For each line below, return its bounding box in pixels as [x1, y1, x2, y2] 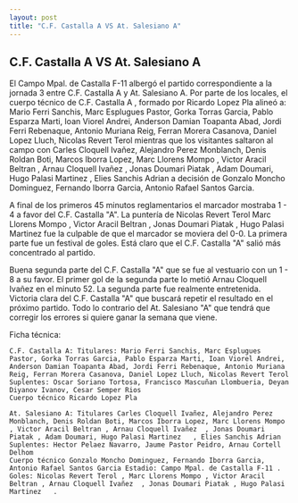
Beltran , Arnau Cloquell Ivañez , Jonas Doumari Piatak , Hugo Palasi [9, 480, 286, 489]
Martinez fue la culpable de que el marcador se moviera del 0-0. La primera [9, 229, 288, 239]
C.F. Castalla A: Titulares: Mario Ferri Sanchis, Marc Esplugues [9, 347, 261, 356]
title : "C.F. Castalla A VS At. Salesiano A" [9, 21, 181, 30]
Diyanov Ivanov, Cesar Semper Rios [9, 386, 142, 395]
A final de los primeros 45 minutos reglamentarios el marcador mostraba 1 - [9, 200, 287, 211]
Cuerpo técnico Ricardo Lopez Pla [9, 394, 138, 403]
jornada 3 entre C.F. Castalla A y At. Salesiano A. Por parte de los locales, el [9, 88, 288, 98]
